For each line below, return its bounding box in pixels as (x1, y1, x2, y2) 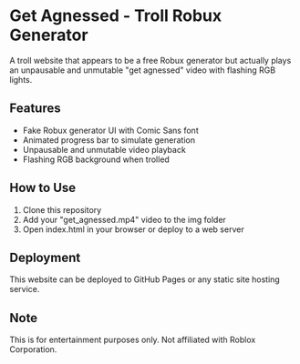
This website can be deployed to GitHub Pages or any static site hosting (9, 274, 280, 285)
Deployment (9, 249, 81, 265)
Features (9, 101, 61, 116)
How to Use (9, 180, 77, 196)
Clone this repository (22, 204, 102, 215)
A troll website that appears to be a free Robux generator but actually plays (9, 55, 292, 66)
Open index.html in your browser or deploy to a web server (22, 224, 244, 235)
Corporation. (9, 344, 57, 355)
